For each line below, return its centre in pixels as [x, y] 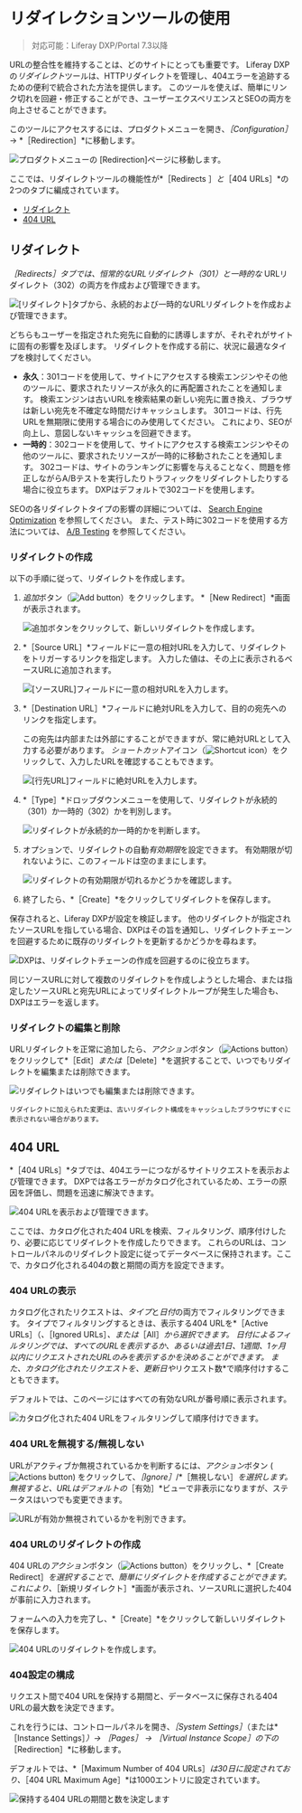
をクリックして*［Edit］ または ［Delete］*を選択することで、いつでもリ [143, 1061]
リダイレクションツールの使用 [120, 19]
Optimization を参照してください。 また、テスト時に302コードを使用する [145, 520]
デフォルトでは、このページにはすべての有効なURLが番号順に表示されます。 [151, 1399]
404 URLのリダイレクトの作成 [75, 1544]
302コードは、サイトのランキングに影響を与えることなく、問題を [162, 467]
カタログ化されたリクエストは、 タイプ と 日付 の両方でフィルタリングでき [143, 1312]
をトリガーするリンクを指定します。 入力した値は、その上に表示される [154, 659]
